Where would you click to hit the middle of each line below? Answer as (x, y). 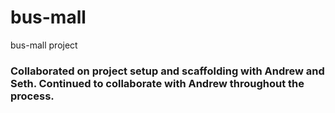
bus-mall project (44, 45)
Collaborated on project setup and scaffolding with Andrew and (167, 71)
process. (32, 96)
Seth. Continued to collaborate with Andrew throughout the (157, 83)
